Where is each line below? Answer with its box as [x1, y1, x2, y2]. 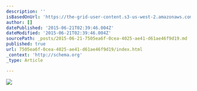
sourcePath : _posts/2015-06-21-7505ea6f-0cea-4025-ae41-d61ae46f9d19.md [6, 36, 188, 41]
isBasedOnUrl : [6, 14, 41, 20]
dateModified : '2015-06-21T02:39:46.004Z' [6, 30, 111, 36]
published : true [6, 41, 46, 47]
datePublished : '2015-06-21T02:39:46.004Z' [6, 24, 114, 31]
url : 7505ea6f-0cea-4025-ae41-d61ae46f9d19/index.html [6, 47, 143, 52]
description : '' [6, 8, 46, 15]
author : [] [6, 19, 33, 25]
